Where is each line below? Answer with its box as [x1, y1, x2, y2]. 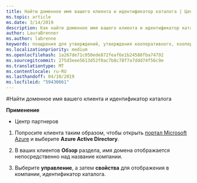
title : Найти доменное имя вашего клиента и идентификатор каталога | [6, 8, 182, 15]
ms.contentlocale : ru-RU [6, 68, 67, 74]
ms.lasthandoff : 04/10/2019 [6, 74, 75, 80]
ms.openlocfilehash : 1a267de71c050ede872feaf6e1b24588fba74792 [6, 52, 164, 58]
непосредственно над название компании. [14, 153, 123, 160]
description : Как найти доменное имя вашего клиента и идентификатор [6, 25, 180, 31]
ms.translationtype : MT [6, 63, 64, 69]
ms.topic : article [6, 14, 51, 20]
